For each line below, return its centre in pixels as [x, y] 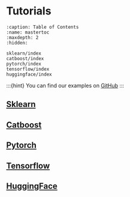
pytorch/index [24, 64]
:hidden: [17, 43]
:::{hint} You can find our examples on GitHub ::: [65, 85]
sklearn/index [24, 53]
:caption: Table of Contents [43, 27]
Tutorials [29, 11]
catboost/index [25, 58]
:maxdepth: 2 [22, 37]
